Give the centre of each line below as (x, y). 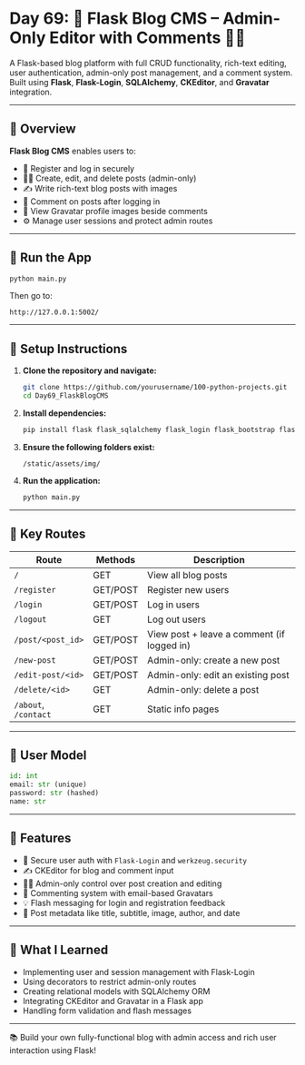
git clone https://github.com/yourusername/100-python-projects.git (155, 388)
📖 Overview (43, 129)
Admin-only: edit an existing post (218, 675)
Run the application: (62, 480)
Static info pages (183, 709)
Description (219, 559)
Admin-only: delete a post (203, 689)
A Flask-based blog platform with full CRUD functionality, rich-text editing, (148, 63)
